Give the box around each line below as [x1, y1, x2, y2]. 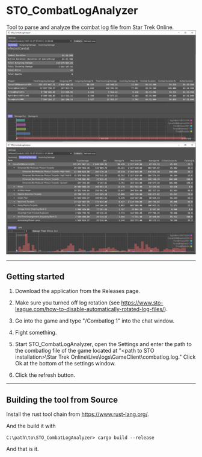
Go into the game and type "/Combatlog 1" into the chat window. [14, 317, 175, 324]
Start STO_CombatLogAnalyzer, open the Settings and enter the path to [14, 341, 192, 348]
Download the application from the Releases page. [14, 288, 140, 295]
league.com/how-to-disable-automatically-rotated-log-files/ [14, 306, 165, 313]
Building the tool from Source [6, 394, 118, 405]
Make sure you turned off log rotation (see [14, 299, 120, 306]
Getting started [6, 271, 65, 282]
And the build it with [6, 423, 56, 430]
